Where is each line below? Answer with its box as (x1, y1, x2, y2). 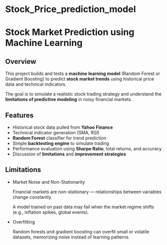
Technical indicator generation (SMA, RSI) (12, 130, 100, 135)
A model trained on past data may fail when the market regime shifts (12, 204, 154, 210)
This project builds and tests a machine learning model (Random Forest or (5, 70, 160, 76)
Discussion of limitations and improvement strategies (12, 151, 126, 157)
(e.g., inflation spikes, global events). (12, 209, 89, 215)
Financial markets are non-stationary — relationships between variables (12, 189, 162, 195)
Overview (5, 57, 37, 66)
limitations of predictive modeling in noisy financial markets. (5, 97, 132, 103)
